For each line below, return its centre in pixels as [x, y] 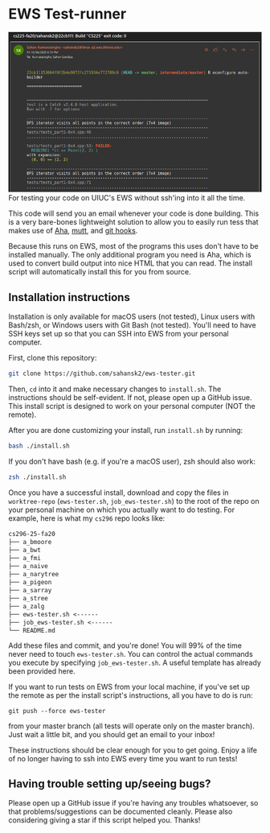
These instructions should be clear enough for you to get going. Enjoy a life [133, 750]
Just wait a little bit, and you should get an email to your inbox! [112, 734]
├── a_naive [28, 566]
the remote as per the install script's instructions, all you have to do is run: [131, 695]
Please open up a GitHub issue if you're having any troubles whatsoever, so [133, 803]
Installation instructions [69, 297]
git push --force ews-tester [57, 711]
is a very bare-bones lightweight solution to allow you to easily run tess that [133, 222]
